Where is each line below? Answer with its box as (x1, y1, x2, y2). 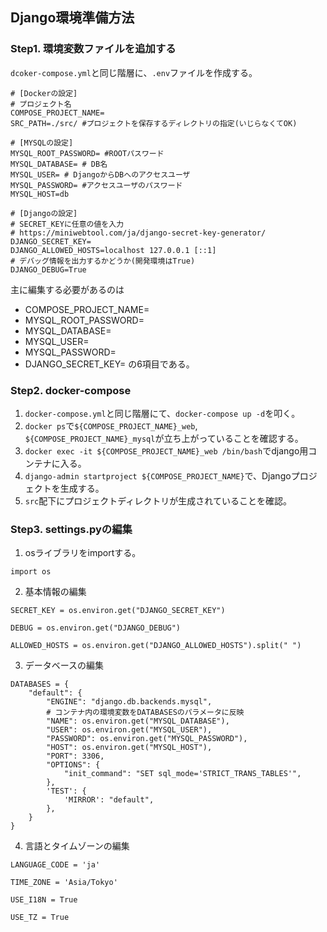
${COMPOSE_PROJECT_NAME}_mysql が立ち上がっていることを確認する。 (24, 432, 304, 444)
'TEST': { (46, 786, 87, 797)
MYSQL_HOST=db (10, 189, 70, 199)
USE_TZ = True (10, 913, 70, 923)
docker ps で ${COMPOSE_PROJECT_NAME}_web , (24, 419, 198, 432)
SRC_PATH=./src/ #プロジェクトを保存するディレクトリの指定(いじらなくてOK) (10, 118, 298, 128)
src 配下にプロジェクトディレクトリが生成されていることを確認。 (24, 494, 292, 507)
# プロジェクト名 (10, 99, 72, 109)
